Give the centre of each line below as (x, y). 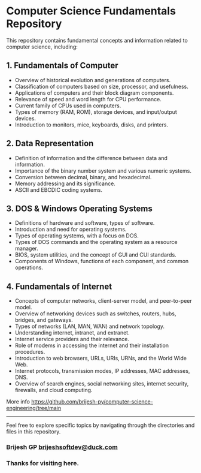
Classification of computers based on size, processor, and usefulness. (101, 86)
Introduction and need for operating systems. (71, 230)
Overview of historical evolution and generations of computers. (93, 80)
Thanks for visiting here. (43, 463)
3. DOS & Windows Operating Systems (79, 208)
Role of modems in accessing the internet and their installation (92, 345)
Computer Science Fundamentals (91, 11)
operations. (29, 267)
